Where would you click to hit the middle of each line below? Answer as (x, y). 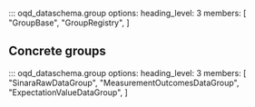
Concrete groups (57, 51)
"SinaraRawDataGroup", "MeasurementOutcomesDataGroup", (124, 83)
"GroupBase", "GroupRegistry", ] (69, 23)
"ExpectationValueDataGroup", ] (68, 92)
